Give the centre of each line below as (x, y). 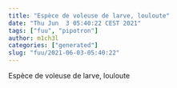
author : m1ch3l (34, 38)
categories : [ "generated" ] (53, 46)
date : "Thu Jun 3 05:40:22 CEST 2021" (75, 23)
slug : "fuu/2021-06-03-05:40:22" (64, 53)
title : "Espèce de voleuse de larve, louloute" (89, 16)
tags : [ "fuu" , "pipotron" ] (53, 30)
